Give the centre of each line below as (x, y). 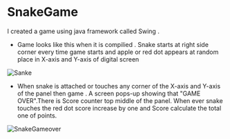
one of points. (37, 115)
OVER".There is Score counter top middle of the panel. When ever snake (120, 100)
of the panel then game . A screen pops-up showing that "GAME (109, 93)
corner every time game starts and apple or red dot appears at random (118, 52)
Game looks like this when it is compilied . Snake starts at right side (113, 44)
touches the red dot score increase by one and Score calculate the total (119, 108)
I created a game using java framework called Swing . (84, 31)
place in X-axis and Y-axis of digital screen (78, 59)
